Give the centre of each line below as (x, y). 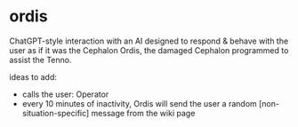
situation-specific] (56, 113)
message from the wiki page (143, 113)
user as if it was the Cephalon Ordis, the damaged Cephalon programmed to (149, 50)
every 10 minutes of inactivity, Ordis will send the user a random (140, 103)
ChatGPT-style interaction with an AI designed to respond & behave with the (149, 41)
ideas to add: (33, 76)
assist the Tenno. (40, 60)
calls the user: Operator (65, 94)
